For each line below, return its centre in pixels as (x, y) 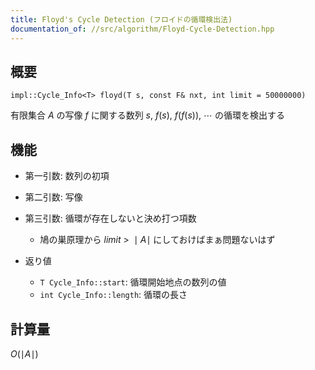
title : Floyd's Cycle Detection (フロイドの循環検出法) (121, 19)
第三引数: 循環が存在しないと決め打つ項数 (110, 218)
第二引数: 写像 (53, 197)
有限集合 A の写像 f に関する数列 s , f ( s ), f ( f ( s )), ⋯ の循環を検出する (147, 115)
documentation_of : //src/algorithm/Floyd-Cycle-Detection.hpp (142, 29)
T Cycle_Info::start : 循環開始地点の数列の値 (133, 282)
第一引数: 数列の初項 (67, 176)
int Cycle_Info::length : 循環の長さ (113, 295)
